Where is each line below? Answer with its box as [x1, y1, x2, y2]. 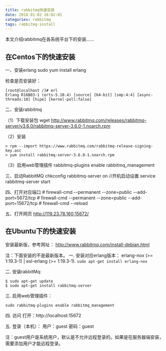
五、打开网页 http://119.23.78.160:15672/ [5, 211, 89, 217]
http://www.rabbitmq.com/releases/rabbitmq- [51, 118, 147, 124]
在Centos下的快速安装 [5, 52, 76, 61]
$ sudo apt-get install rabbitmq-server [5, 283, 92, 288]
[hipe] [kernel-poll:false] [32, 97, 92, 102]
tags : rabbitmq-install [5, 21, 56, 27]
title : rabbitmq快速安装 [5, 7, 55, 13]
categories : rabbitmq [5, 17, 51, 22]
